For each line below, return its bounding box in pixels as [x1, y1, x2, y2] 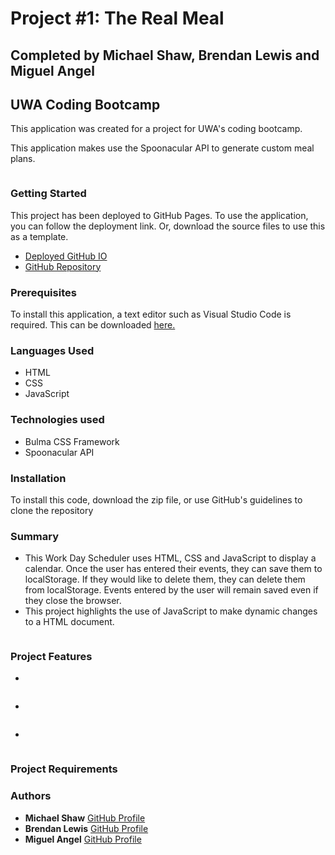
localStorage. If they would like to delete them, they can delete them [24, 573, 306, 586]
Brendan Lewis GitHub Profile [24, 822, 149, 834]
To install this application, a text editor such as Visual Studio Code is [10, 308, 292, 320]
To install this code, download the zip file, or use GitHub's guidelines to [10, 493, 303, 506]
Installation [10, 471, 67, 485]
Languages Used [10, 343, 95, 357]
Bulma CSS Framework [24, 435, 120, 447]
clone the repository [10, 504, 94, 516]
